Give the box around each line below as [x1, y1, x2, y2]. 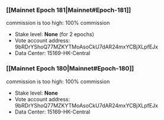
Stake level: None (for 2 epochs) [14, 31, 95, 38]
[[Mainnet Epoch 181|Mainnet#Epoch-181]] [6, 6, 131, 14]
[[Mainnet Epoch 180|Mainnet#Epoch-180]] [6, 64, 134, 73]
